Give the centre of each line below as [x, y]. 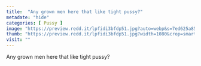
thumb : [14, 34]
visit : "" [19, 40]
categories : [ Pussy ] [34, 23]
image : [14, 28]
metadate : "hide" [28, 17]
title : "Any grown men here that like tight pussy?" [75, 12]
